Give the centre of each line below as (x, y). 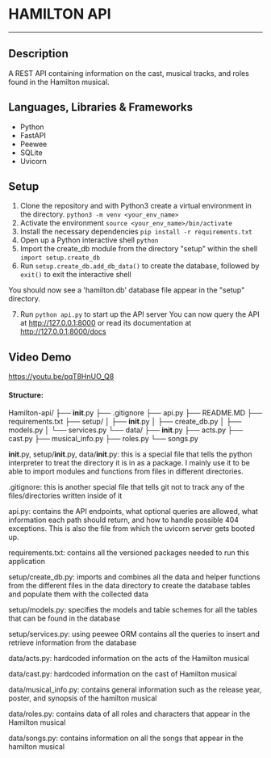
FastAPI (33, 135)
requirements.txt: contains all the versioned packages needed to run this (129, 553)
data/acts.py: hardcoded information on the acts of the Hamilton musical (129, 659)
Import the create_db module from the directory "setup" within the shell (139, 249)
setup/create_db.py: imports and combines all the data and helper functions (134, 577)
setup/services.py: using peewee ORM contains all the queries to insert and (134, 634)
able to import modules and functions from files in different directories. (126, 472)
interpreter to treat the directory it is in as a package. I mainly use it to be (129, 463)
